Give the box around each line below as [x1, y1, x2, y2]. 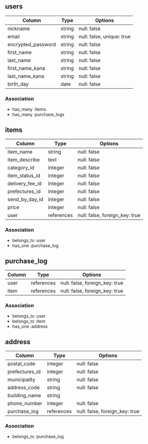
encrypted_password [7, 41, 56, 48]
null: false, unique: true [78, 33, 130, 40]
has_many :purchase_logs [12, 112, 65, 118]
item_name [7, 148, 33, 155]
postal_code [7, 361, 36, 367]
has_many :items [12, 106, 46, 112]
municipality [7, 376, 36, 383]
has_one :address [12, 323, 48, 329]
